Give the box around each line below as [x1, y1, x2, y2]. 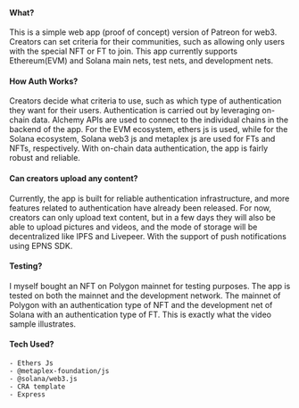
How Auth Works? [9, 76, 79, 87]
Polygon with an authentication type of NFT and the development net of [9, 299, 273, 310]
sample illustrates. [9, 318, 77, 329]
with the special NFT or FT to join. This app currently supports [9, 46, 238, 57]
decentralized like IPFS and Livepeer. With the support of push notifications [9, 230, 287, 241]
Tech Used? [9, 339, 54, 350]
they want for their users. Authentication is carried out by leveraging [9, 105, 261, 116]
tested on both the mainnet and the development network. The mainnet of [9, 290, 281, 301]
